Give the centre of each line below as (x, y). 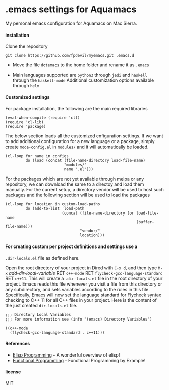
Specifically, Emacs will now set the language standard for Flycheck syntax (83, 295)
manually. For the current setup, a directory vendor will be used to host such (84, 190)
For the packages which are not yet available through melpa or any (75, 179)
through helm (26, 86)
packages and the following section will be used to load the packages (78, 195)
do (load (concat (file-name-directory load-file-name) (85, 161)
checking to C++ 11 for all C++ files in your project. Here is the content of (81, 300)
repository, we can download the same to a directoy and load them (75, 184)
